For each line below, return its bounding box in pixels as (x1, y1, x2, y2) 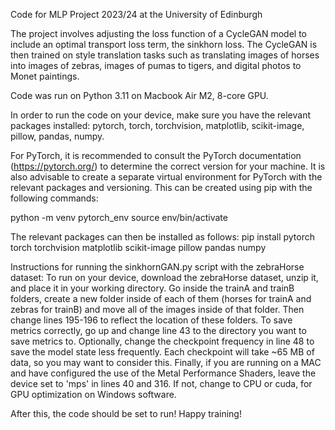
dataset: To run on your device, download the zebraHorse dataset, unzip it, (10, 272, 319, 283)
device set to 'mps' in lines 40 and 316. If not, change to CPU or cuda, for (10, 378, 313, 389)
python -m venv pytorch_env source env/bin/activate (10, 212, 228, 223)
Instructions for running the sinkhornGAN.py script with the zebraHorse (10, 261, 305, 273)
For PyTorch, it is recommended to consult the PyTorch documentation (10, 150, 302, 161)
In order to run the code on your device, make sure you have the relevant (10, 109, 312, 121)
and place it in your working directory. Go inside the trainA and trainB (10, 282, 295, 294)
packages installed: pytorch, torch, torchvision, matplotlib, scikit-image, (10, 120, 305, 131)
